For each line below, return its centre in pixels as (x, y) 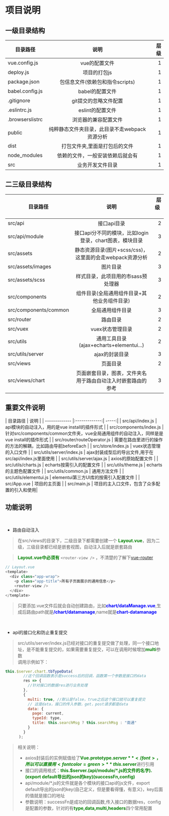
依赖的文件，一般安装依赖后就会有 (97, 155)
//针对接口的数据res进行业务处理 (58, 685)
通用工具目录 (111, 339)
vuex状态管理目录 (111, 329)
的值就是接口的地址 (45, 795)
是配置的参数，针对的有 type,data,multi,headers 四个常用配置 (89, 808)
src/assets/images (30, 266)
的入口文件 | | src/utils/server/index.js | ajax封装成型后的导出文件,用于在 (79, 452)
